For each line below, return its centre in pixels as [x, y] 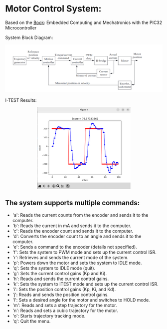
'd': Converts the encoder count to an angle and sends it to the [77, 236]
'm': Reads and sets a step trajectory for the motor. [65, 305]
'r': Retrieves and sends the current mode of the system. [70, 257]
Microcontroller [21, 27]
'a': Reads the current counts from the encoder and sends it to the [80, 215]
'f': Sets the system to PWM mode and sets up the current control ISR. [84, 252]
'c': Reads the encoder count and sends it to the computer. [73, 231]
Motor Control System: [53, 9]
